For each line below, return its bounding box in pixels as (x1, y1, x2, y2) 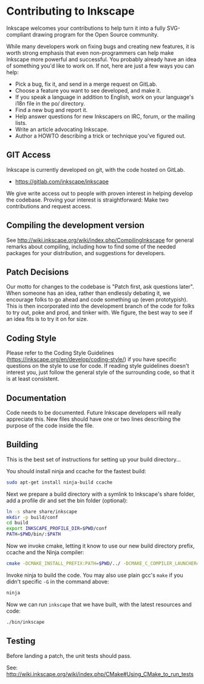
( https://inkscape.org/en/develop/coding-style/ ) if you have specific (6, 356, 177, 363)
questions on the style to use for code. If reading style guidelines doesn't (6, 362, 189, 370)
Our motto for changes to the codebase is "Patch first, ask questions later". (6, 283, 194, 291)
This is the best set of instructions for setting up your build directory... (6, 456, 181, 463)
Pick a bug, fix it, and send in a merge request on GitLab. (15, 80, 158, 88)
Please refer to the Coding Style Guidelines (6, 349, 114, 357)
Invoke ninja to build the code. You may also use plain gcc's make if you (6, 571, 183, 579)
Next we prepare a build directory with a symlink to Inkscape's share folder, (6, 490, 195, 498)
